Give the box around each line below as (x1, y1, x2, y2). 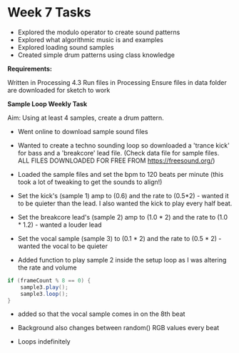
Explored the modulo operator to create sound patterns (17, 28, 180, 36)
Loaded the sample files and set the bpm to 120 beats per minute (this (17, 170, 224, 178)
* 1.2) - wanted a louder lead (17, 220, 102, 229)
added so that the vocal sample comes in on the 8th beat (17, 309, 185, 318)
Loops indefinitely (17, 337, 71, 346)
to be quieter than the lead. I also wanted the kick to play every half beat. (17, 199, 233, 208)
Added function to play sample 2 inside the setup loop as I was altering (17, 255, 227, 264)
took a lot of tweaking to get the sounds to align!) (17, 178, 163, 186)
